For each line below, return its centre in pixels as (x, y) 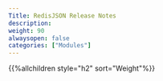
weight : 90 (26, 30)
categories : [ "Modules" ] (50, 46)
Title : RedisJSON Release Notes (62, 16)
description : (30, 23)
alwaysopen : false (39, 38)
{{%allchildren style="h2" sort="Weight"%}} (82, 68)
